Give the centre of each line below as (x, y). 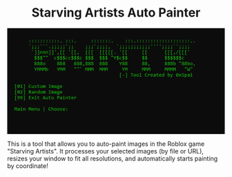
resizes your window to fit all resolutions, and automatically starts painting (113, 158)
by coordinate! (28, 166)
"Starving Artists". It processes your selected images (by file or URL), (105, 151)
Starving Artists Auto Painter (116, 13)
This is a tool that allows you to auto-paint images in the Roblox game (106, 144)
